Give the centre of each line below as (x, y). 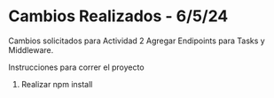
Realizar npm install (57, 84)
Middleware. (31, 49)
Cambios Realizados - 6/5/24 (118, 16)
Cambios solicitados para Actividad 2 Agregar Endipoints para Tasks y (137, 41)
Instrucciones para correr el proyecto (76, 67)
